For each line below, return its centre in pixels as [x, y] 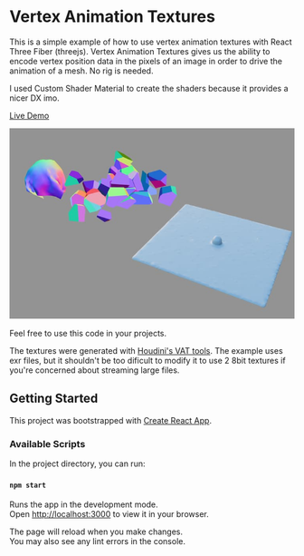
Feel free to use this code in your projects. [88, 333]
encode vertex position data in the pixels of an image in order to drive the [146, 61]
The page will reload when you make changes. [96, 532]
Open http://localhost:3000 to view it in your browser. [109, 514]
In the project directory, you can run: [77, 463]
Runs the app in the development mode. [84, 504]
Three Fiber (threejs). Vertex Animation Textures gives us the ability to [140, 51]
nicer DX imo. [35, 98]
